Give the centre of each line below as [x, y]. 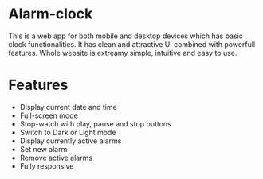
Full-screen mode [49, 115]
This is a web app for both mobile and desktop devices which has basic [126, 36]
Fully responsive [47, 166]
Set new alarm [43, 149]
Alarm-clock [51, 14]
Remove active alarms [56, 158]
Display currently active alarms [71, 141]
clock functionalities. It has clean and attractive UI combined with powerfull [132, 44]
